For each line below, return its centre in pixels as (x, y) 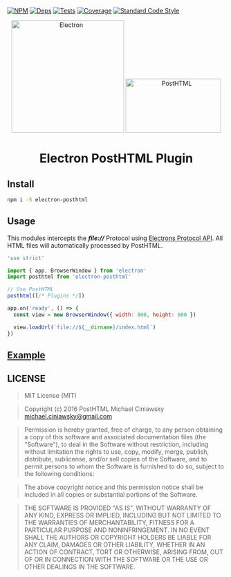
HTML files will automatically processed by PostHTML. (85, 245)
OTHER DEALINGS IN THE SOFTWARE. (80, 567)
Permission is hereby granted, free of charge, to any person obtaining (123, 430)
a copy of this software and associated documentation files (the (115, 437)
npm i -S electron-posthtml (48, 200)
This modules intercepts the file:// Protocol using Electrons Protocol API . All (115, 238)
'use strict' (26, 258)
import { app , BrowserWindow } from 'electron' (77, 271)
